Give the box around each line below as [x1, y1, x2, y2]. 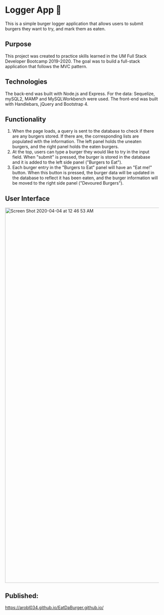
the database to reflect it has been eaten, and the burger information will [12, 175, 158, 181]
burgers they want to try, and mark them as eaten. [5, 25, 106, 31]
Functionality [5, 115, 46, 123]
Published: [5, 591, 39, 600]
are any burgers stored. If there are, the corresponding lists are [12, 133, 139, 139]
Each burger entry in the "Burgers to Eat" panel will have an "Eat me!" [12, 165, 152, 170]
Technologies [5, 78, 48, 86]
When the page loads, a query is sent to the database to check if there [12, 128, 154, 134]
